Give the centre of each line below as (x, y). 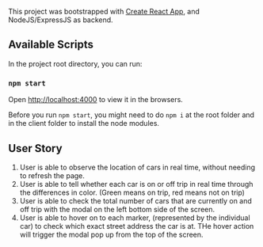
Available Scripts (51, 45)
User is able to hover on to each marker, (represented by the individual (135, 218)
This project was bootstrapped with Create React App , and (104, 11)
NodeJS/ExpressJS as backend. (61, 20)
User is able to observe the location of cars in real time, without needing (137, 167)
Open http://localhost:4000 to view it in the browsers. (96, 100)
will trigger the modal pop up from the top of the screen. (111, 234)
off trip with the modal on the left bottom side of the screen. (117, 209)
